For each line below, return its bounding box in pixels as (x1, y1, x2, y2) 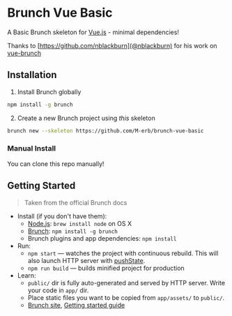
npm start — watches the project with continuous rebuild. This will (27, 249, 219, 257)
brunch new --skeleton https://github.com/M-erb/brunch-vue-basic (7, 127, 204, 134)
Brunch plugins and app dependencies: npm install (27, 234, 177, 242)
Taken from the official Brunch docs (24, 198, 127, 206)
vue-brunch (7, 49, 42, 57)
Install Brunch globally (17, 87, 82, 96)
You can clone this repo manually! (7, 159, 105, 168)
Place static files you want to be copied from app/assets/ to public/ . (27, 293, 225, 301)
